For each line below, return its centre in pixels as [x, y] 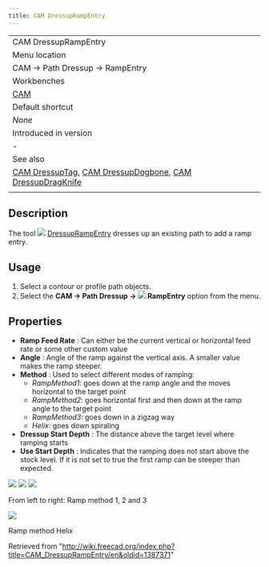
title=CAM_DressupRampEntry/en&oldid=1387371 [89, 555]
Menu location [39, 54]
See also [29, 159]
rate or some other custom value [74, 349]
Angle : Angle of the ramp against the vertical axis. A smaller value [130, 358]
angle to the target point [72, 408]
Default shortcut [43, 107]
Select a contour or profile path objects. [86, 287]
